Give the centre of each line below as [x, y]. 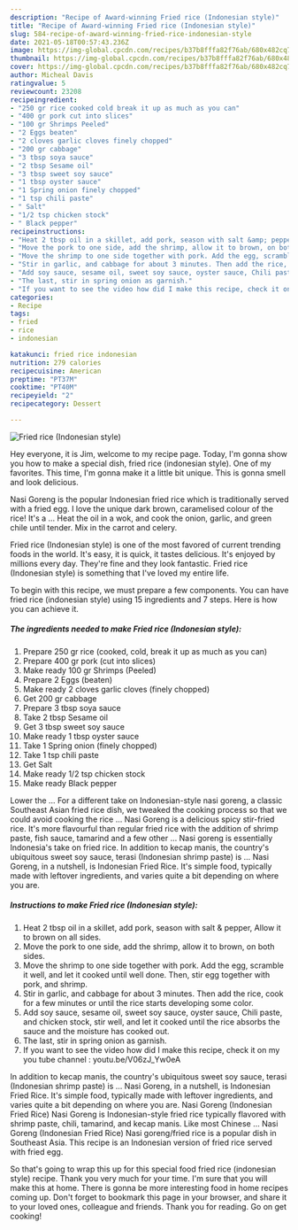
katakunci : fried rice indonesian [74, 354]
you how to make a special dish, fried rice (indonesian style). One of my [141, 463]
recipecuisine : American [56, 371]
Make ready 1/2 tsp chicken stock [84, 774]
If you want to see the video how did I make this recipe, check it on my [151, 1049]
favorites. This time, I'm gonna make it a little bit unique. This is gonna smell [148, 472]
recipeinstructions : [48, 231]
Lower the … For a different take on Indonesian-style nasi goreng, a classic [146, 800]
